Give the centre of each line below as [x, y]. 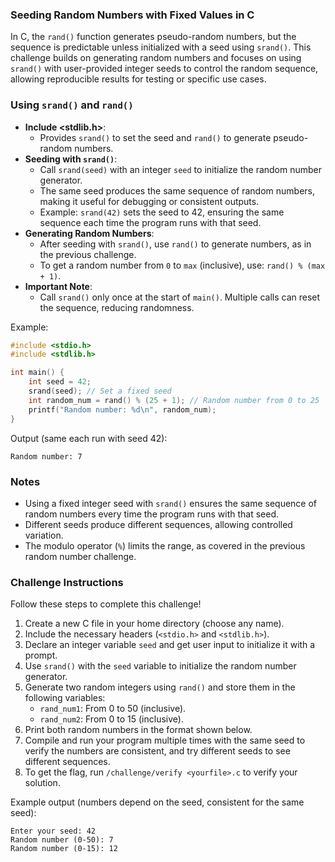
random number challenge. [80, 556]
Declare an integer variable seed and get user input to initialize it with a [170, 645]
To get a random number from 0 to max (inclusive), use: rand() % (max [182, 265]
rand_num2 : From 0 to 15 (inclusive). [111, 719]
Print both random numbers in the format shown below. [138, 730]
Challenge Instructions [67, 582]
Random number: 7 [46, 456]
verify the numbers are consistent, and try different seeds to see [157, 751]
